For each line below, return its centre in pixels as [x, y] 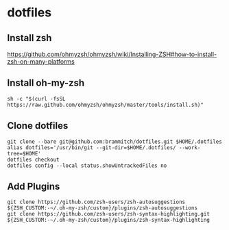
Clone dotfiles [38, 126]
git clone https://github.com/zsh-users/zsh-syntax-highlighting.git [109, 214]
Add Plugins [34, 187]
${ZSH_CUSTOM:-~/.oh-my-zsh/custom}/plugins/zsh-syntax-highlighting [109, 220]
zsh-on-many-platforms [41, 62]
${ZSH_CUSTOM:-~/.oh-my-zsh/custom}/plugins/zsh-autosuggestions [102, 208]
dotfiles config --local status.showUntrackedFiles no [87, 166]
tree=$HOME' [24, 153]
